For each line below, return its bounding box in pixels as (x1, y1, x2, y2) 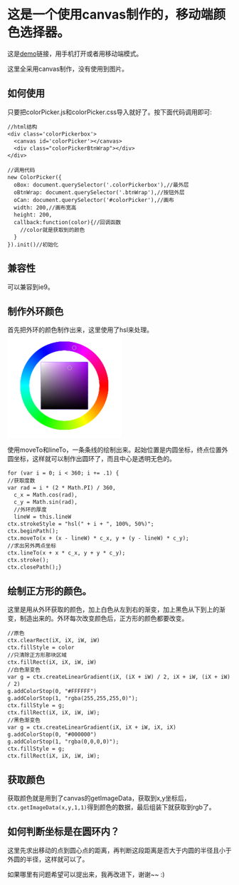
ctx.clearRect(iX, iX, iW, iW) (7, 637, 100, 644)
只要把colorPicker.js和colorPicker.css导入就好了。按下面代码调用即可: (7, 108, 212, 116)
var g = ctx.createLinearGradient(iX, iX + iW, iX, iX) (7, 724, 176, 732)
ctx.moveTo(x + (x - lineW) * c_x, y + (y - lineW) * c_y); (7, 535, 190, 542)
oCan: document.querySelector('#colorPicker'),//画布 (14, 196, 174, 203)
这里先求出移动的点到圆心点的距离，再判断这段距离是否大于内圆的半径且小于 (7, 846, 232, 854)
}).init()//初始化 (7, 241, 59, 248)
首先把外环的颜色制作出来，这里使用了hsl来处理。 (7, 325, 154, 334)
